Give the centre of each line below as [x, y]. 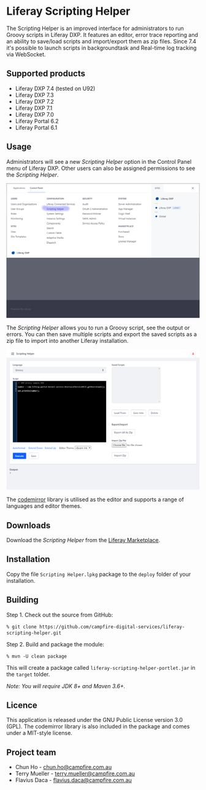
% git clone [21, 627]
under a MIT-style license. [39, 733]
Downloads [29, 525]
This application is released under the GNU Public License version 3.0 [94, 720]
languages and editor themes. [44, 506]
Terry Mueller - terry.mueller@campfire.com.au [75, 773]
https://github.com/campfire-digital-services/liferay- [112, 627]
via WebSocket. [26, 54]
